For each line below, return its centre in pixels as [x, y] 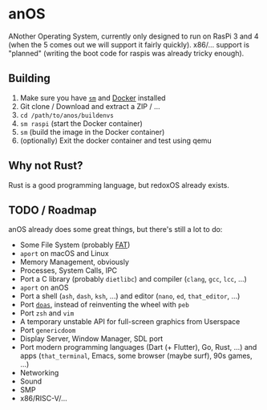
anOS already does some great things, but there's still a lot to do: [115, 229]
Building [29, 78]
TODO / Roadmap [53, 210]
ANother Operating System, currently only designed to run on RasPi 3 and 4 [133, 36]
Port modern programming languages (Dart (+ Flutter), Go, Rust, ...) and [138, 347]
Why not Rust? [46, 166]
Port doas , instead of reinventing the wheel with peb [105, 305]
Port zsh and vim [47, 313]
